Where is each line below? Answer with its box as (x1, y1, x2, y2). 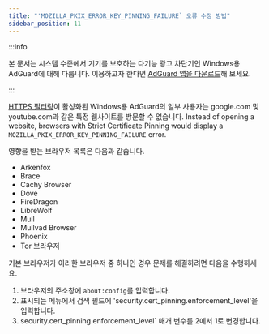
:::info (8, 41, 28, 51)
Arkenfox (19, 162, 51, 172)
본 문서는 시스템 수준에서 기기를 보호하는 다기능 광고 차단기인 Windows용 (8, 58, 241, 68)
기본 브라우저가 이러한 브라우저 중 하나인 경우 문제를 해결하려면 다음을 (8, 258, 229, 268)
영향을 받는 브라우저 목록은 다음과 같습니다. (8, 146, 145, 156)
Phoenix (19, 231, 48, 241)
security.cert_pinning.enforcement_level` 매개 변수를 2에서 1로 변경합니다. (19, 315, 261, 325)
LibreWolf (19, 205, 53, 215)
